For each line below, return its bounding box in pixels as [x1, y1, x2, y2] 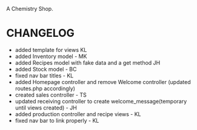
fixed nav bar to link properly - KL [15, 117, 99, 124]
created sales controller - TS [15, 91, 87, 99]
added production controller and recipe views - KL [15, 110, 141, 117]
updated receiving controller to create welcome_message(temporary [15, 97, 187, 105]
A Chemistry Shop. [6, 5, 53, 12]
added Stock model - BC [15, 65, 77, 73]
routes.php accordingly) [15, 85, 76, 92]
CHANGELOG [6, 27, 75, 40]
